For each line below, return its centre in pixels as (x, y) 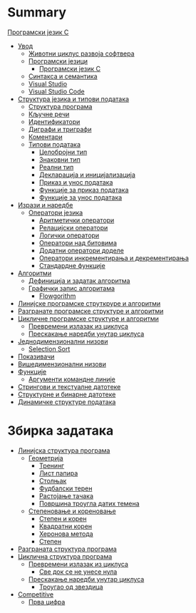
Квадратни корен (66, 526)
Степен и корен (63, 518)
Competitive (36, 594)
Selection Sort (49, 349)
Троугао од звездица (71, 587)
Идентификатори (54, 121)
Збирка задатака (61, 431)
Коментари (45, 137)
